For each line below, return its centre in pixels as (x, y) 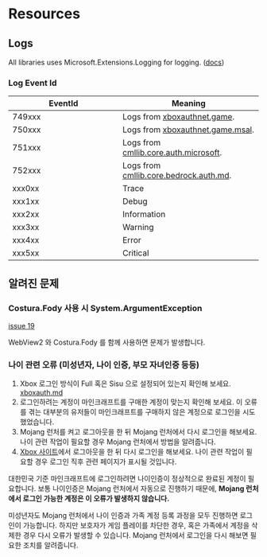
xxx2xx (26, 214)
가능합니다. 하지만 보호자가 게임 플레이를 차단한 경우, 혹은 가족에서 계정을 (136, 525)
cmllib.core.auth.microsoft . (172, 153)
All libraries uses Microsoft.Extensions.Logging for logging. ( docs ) (116, 62)
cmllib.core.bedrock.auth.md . (177, 176)
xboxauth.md (41, 393)
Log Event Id (33, 83)
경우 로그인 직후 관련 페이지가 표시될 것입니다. (106, 462)
